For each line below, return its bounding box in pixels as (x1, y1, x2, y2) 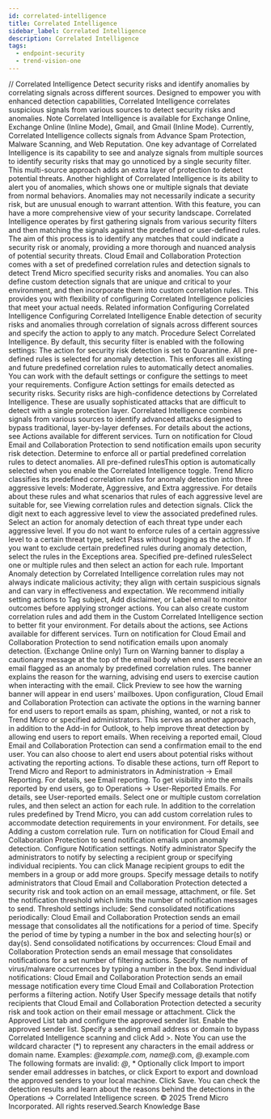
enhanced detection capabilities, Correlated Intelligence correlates (8, 96, 231, 106)
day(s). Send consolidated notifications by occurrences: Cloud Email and (8, 938, 252, 948)
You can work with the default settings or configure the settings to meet (8, 371, 248, 381)
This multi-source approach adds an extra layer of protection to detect (8, 165, 243, 175)
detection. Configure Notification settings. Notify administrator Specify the (8, 843, 256, 853)
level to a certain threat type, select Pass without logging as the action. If (8, 534, 252, 544)
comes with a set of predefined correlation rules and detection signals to (8, 260, 251, 269)
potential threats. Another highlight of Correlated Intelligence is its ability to (8, 173, 259, 183)
